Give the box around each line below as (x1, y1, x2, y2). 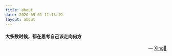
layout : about (5, 17, 36, 22)
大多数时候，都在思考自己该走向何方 (5, 33, 82, 39)
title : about (5, 7, 33, 13)
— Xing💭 (148, 45, 167, 51)
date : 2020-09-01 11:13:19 (5, 12, 63, 17)
